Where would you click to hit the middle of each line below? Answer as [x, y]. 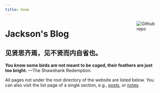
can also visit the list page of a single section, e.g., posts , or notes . [72, 85]
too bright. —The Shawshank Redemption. [48, 70]
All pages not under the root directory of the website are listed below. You [80, 80]
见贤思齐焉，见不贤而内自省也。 [53, 53]
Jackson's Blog [37, 34]
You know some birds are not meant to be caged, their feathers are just [79, 65]
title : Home [17, 10]
